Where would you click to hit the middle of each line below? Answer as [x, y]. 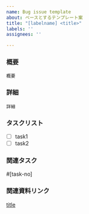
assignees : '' [24, 35]
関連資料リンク [28, 191]
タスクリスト [25, 123]
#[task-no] [19, 174]
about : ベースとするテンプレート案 [44, 18]
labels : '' [20, 29]
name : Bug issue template [38, 12]
